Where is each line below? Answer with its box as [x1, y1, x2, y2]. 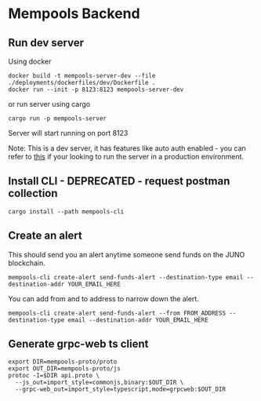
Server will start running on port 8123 [8, 129, 129, 137]
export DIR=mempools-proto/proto [8, 358, 118, 366]
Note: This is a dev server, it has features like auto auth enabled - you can [8, 144, 247, 153]
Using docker [8, 57, 52, 66]
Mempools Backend [8, 5, 140, 23]
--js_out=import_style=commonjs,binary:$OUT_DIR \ [15, 378, 184, 387]
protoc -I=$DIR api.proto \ [8, 372, 100, 380]
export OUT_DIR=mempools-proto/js [8, 365, 121, 373]
